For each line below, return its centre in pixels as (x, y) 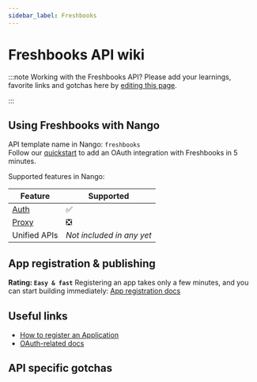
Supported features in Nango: (57, 177)
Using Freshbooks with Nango (84, 125)
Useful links (38, 316)
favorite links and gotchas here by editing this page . (93, 85)
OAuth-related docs (52, 343)
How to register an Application (69, 335)
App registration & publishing (82, 264)
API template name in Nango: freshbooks (74, 144)
